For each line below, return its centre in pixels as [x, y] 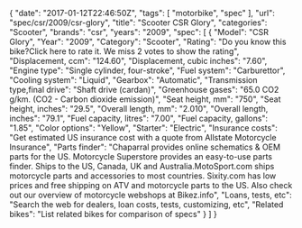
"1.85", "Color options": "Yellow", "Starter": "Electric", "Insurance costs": [143, 128]
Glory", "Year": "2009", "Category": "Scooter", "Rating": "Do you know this [148, 41]
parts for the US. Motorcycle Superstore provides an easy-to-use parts [141, 156]
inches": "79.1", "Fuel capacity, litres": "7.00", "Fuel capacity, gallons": [139, 118]
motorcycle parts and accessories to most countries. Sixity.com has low [143, 176]
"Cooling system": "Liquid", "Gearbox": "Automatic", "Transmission [133, 80]
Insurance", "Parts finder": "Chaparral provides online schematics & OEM [145, 147]
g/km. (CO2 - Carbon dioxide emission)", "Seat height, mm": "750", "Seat [145, 99]
